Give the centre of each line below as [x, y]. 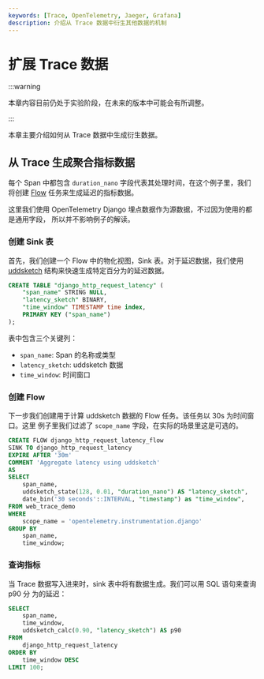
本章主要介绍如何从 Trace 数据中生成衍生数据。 [85, 135]
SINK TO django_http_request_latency [70, 448]
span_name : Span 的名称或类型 [67, 355]
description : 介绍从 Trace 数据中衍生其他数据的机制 [87, 23]
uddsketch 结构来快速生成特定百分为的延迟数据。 [89, 270]
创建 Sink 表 [31, 242]
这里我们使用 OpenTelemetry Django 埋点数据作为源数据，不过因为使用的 [127, 209]
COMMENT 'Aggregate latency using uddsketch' [84, 463]
